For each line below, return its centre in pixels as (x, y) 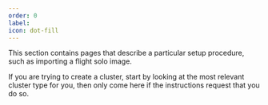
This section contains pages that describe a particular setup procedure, (126, 53)
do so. (19, 94)
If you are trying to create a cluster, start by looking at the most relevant (126, 77)
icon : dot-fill (34, 30)
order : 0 (23, 16)
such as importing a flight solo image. (70, 61)
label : (19, 23)
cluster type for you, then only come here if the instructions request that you (134, 85)
